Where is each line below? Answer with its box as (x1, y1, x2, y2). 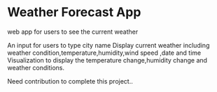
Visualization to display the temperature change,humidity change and (7, 55, 208, 64)
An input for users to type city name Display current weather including (7, 41, 210, 49)
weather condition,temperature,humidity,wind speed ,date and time (7, 48, 202, 57)
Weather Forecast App (7, 4, 141, 20)
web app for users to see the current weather (7, 27, 139, 36)
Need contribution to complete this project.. (7, 77, 133, 85)
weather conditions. (7, 63, 65, 72)
